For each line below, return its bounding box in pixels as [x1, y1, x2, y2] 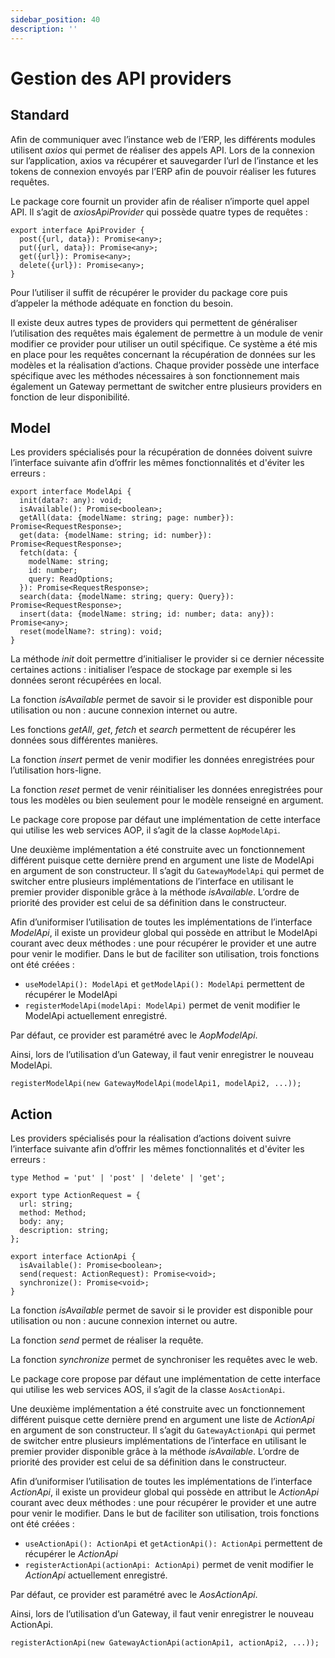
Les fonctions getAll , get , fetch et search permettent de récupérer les [10, 724, 297, 736]
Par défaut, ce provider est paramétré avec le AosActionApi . [10, 1589, 258, 1601]
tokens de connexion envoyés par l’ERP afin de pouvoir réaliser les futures [10, 165, 317, 177]
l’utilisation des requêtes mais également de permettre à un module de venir [10, 327, 324, 339]
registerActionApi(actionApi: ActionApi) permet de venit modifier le [24, 1559, 314, 1571]
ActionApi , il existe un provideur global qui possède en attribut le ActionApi [10, 1486, 320, 1498]
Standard [10, 107, 70, 124]
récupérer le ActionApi [24, 1548, 118, 1560]
